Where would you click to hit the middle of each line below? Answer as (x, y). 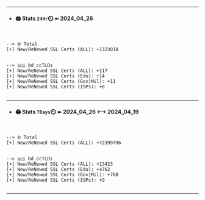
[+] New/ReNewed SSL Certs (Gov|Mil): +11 (61, 82)
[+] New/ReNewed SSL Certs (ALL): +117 (57, 71)
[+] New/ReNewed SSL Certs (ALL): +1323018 (63, 49)
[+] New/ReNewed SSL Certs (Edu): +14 (56, 76)
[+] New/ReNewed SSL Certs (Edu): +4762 (59, 170)
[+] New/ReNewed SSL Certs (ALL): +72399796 (64, 143)
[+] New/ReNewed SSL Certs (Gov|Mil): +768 (63, 175)
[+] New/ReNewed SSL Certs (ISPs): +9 (56, 180)
